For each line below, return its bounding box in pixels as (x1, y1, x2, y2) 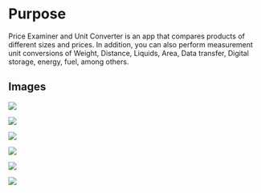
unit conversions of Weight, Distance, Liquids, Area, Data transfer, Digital (8, 48, 249, 58)
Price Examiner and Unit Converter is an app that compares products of (8, 31, 245, 41)
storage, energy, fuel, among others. (8, 57, 129, 66)
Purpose (8, 5, 67, 23)
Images (8, 80, 47, 94)
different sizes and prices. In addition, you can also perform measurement (8, 39, 253, 49)
